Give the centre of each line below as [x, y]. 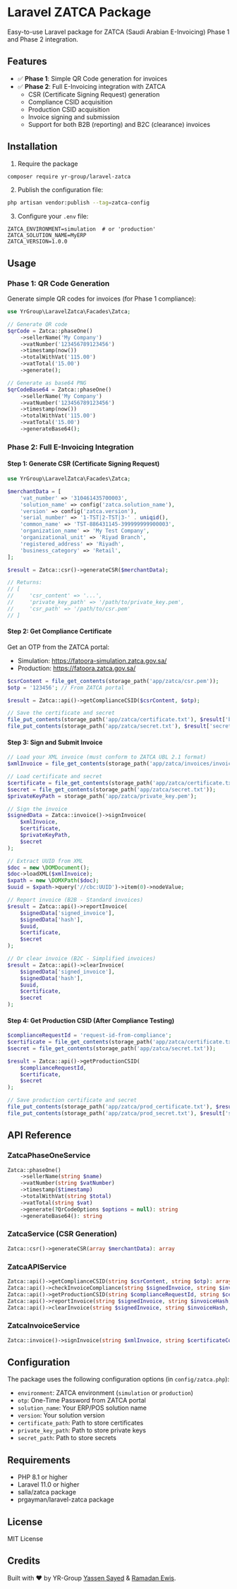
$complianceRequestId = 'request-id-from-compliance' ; [90, 1035]
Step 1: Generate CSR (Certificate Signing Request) [84, 464]
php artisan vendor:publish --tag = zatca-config [79, 203]
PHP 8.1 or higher [43, 1477]
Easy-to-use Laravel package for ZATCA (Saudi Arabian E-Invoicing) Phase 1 [119, 32]
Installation [32, 146]
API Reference [39, 1136]
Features [27, 62]
